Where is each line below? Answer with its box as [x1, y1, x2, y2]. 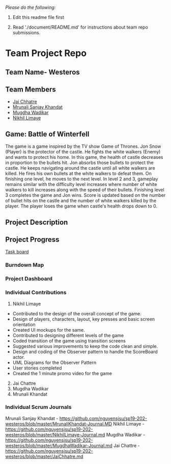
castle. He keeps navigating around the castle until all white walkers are [5, 165, 155, 171]
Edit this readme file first [12, 14, 65, 20]
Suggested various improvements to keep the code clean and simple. [12, 343, 158, 349]
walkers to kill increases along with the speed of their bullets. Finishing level [5, 187, 164, 193]
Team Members [5, 85, 56, 94]
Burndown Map [5, 262, 44, 269]
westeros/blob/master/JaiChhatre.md [5, 453, 83, 459]
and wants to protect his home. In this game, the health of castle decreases [5, 154, 163, 160]
